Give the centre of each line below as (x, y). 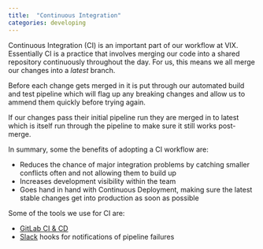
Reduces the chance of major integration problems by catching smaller (135, 164)
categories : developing (47, 23)
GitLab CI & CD (44, 228)
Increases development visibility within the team (98, 181)
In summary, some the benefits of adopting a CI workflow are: (108, 149)
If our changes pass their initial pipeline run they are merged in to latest (124, 117)
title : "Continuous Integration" (65, 15)
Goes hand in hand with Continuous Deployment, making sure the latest (136, 189)
